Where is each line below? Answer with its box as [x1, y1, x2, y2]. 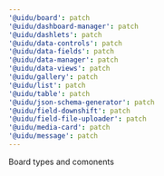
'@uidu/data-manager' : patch [8, 55, 119, 64]
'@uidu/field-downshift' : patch [8, 106, 130, 115]
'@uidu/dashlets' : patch [8, 30, 102, 39]
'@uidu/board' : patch [8, 13, 91, 23]
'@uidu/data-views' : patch [8, 64, 111, 73]
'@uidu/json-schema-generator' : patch [8, 97, 155, 107]
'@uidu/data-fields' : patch [8, 47, 115, 56]
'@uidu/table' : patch [8, 89, 91, 98]
